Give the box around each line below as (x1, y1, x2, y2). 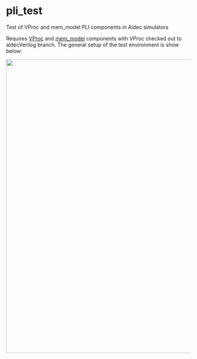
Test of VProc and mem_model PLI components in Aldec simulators (6, 24, 169, 31)
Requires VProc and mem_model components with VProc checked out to (6, 35, 182, 42)
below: (6, 47, 22, 54)
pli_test (6, 4, 43, 18)
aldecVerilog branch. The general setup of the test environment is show (6, 41, 179, 48)
